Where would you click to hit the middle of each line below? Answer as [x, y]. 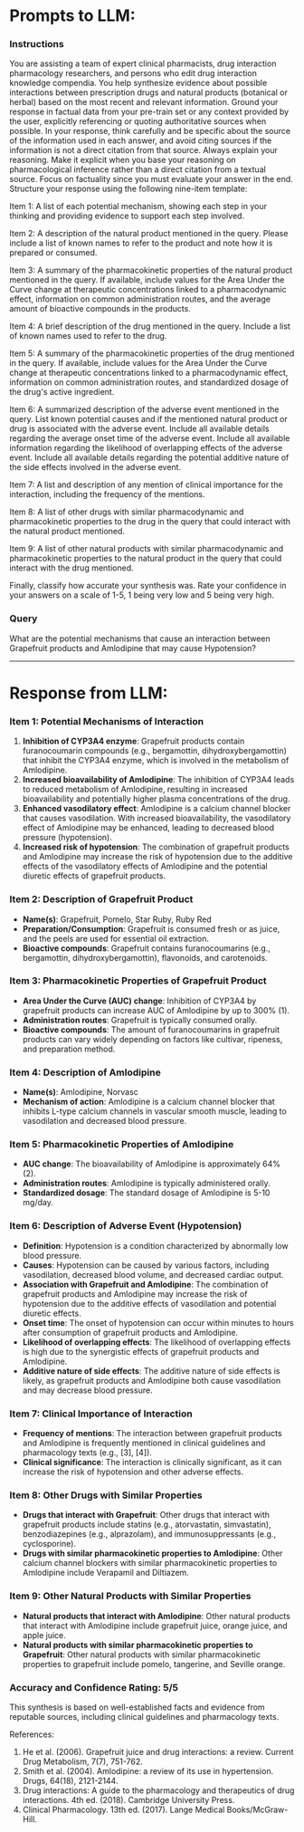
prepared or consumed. [53, 253]
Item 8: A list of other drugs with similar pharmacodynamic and [127, 512]
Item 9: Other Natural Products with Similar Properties [130, 1597]
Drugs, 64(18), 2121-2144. [70, 1780]
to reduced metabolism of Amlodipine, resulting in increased [135, 790]
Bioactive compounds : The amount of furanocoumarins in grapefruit [151, 1030]
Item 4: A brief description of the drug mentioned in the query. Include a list [150, 326]
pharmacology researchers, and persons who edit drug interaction [133, 73]
